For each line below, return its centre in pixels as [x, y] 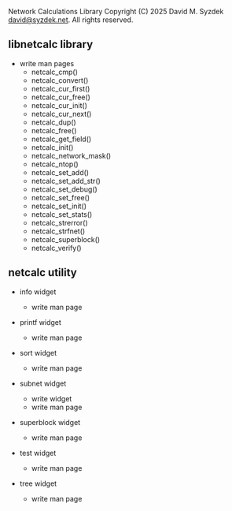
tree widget [38, 483]
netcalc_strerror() [59, 222]
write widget [52, 398]
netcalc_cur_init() [59, 105]
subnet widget [43, 383]
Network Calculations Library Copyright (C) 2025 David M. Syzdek [116, 11]
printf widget [40, 322]
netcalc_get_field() [61, 139]
